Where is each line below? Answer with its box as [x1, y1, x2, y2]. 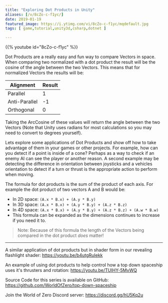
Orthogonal [7, 106, 34, 113]
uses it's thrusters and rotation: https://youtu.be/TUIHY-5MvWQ [5, 267, 137, 273]
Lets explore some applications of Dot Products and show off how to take [5, 140, 156, 146]
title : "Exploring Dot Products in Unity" [5, 7, 95, 13]
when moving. [5, 171, 34, 178]
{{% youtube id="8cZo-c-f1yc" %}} [5, 44, 78, 50]
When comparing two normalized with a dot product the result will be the [5, 59, 156, 65]
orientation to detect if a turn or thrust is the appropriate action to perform [5, 166, 157, 172]
